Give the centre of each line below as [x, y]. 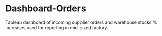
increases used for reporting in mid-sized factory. [57, 27]
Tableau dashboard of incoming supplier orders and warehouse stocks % [81, 22]
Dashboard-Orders [46, 9]
